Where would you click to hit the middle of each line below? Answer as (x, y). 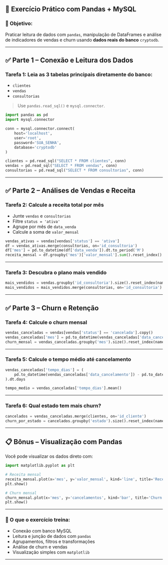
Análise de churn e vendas (40, 546)
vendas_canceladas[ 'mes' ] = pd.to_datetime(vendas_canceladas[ (72, 337)
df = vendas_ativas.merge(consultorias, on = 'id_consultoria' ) (71, 246)
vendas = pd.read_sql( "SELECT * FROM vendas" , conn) (61, 166)
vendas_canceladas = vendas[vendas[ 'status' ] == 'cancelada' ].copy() (79, 332)
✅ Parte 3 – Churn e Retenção (52, 308)
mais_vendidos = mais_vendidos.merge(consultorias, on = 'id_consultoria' (82, 288)
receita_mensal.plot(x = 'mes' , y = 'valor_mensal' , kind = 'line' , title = (79, 479)
